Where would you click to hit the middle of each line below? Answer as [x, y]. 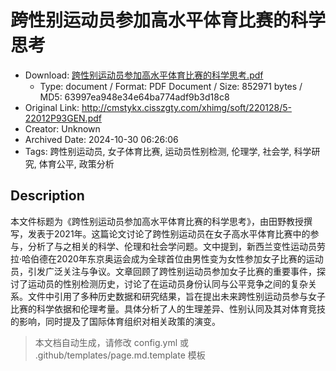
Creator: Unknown [62, 128]
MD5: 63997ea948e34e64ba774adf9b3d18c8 [134, 97]
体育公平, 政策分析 [76, 163]
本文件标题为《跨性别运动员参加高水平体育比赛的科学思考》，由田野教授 [157, 221]
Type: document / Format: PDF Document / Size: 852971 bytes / [171, 86]
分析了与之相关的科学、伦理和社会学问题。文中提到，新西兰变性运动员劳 [176, 246]
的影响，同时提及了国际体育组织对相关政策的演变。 [115, 321]
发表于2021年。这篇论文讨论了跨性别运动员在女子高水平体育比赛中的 [169, 233]
